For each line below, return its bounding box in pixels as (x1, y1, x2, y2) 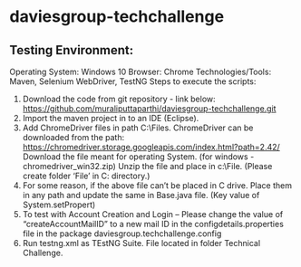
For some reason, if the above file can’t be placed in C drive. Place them (22, 180, 293, 191)
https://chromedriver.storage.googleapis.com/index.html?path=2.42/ (22, 142, 281, 152)
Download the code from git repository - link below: (22, 93, 216, 104)
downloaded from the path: (22, 132, 125, 142)
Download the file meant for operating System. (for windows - (22, 151, 255, 162)
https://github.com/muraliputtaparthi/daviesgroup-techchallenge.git (22, 103, 277, 114)
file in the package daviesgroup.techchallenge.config (22, 228, 222, 239)
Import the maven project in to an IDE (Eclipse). (22, 113, 199, 123)
